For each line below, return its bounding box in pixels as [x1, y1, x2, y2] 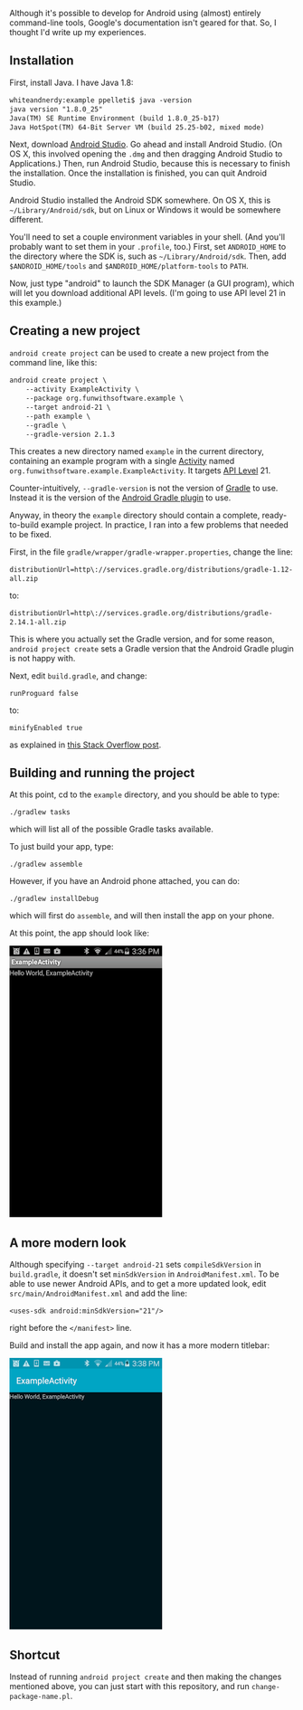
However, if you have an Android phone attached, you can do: [9, 876, 240, 887]
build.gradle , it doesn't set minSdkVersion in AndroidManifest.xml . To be [9, 1268, 279, 1279]
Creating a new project [9, 323, 140, 338]
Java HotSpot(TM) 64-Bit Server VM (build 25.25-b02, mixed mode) [9, 122, 265, 132]
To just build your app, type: [9, 841, 114, 852]
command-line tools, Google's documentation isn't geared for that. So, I [9, 17, 277, 28]
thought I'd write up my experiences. [9, 27, 147, 37]
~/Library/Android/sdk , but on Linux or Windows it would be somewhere [9, 204, 281, 215]
